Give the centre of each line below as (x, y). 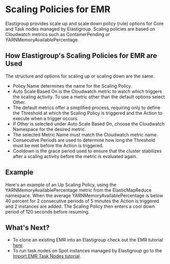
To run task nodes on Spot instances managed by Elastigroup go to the (87, 251)
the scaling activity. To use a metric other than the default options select (89, 97)
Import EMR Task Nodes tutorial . (47, 256)
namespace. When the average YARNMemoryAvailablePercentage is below (84, 195)
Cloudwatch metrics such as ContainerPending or (58, 34)
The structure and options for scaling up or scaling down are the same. (80, 76)
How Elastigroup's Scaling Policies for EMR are (81, 56)
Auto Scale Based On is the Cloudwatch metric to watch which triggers (87, 91)
